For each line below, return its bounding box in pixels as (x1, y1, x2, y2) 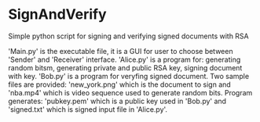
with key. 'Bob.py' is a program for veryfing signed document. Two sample (8, 71, 250, 81)
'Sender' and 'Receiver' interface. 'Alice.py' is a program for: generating (8, 55, 241, 64)
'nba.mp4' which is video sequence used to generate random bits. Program (8, 88, 253, 97)
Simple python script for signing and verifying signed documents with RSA (8, 31, 249, 41)
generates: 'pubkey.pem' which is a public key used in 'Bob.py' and (8, 96, 226, 106)
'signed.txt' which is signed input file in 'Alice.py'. (8, 104, 167, 114)
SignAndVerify (8, 5, 108, 23)
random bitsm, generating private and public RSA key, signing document (8, 63, 243, 72)
